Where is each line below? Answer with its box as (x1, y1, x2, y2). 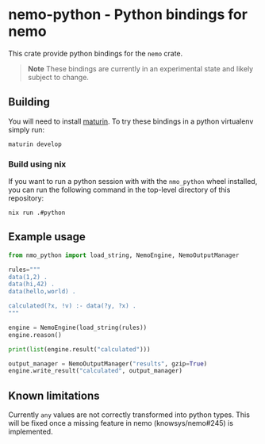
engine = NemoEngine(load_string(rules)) (8, 323, 148, 331)
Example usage (8, 230, 86, 243)
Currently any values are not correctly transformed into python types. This (8, 410, 250, 419)
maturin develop (8, 140, 62, 148)
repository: (8, 193, 44, 203)
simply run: (8, 124, 45, 134)
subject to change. (27, 72, 90, 82)
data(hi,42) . (8, 280, 56, 289)
